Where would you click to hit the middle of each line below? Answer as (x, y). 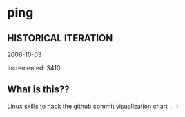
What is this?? (38, 90)
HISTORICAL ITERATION (60, 38)
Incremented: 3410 (34, 68)
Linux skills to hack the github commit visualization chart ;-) (93, 106)
